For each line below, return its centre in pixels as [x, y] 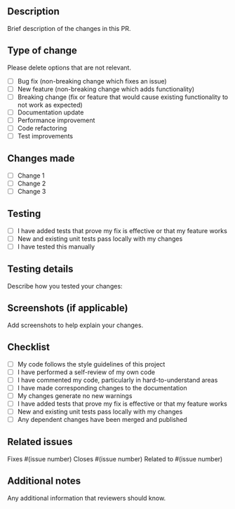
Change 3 [32, 191]
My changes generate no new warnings [75, 395]
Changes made [41, 158]
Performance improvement [56, 120]
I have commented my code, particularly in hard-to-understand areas [117, 380]
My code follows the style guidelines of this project [91, 364]
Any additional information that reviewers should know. [87, 498]
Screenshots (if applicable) [68, 308]
